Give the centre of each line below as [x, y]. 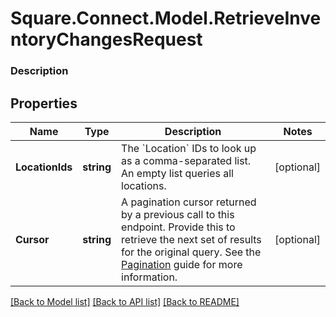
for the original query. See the [191, 252]
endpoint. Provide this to [178, 227]
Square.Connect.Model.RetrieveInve [166, 18]
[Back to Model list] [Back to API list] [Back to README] [125, 301]
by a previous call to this [178, 214]
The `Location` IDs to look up [189, 148]
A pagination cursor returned [189, 202]
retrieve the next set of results [191, 239]
